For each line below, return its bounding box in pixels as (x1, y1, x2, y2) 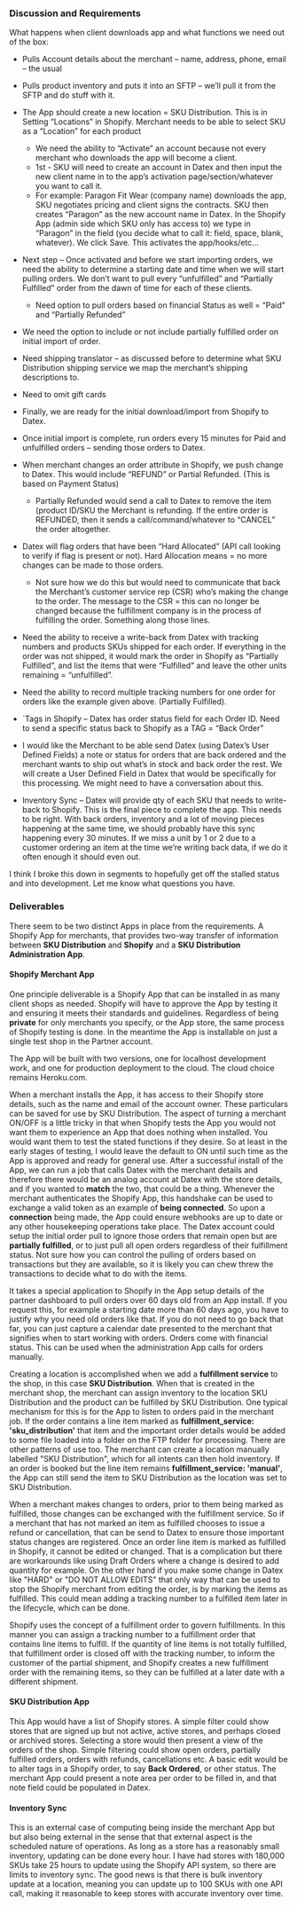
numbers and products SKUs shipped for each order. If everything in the (21, 641, 286, 652)
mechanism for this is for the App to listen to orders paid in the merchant (9, 1406, 275, 1417)
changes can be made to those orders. (21, 560, 164, 570)
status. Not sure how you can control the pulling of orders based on (9, 1249, 256, 1260)
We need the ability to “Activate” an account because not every (35, 143, 267, 153)
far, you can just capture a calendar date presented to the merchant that (9, 1322, 273, 1333)
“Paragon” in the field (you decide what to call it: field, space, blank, (35, 228, 284, 239)
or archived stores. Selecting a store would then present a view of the (9, 1735, 263, 1746)
